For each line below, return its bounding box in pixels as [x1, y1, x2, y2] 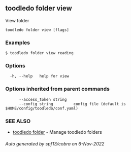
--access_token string [18, 97, 67, 102]
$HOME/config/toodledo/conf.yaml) [5, 106, 79, 111]
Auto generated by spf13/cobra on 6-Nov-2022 [5, 140, 105, 146]
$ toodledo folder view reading [5, 51, 74, 56]
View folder [5, 17, 29, 23]
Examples [5, 39, 30, 46]
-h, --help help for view [10, 73, 70, 79]
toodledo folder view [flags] [5, 27, 70, 32]
